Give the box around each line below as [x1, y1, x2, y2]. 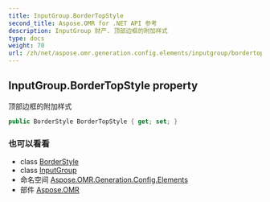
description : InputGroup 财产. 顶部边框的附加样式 [8, 27, 168, 35]
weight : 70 [8, 42, 45, 50]
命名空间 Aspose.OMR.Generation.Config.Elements [19, 175, 189, 184]
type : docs [8, 34, 45, 43]
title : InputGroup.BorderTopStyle [8, 11, 125, 20]
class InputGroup [19, 165, 77, 175]
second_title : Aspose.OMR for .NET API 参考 [8, 19, 157, 27]
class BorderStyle [19, 156, 79, 166]
